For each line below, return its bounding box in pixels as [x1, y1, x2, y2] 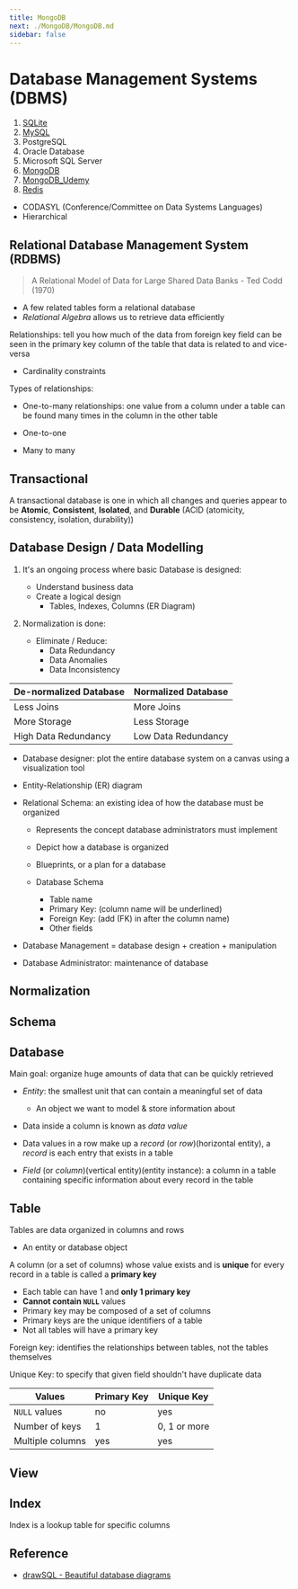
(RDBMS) [9, 251, 61, 266]
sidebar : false [9, 30, 66, 39]
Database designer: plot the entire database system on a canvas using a [22, 753, 290, 763]
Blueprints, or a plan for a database [35, 859, 166, 870]
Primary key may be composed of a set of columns [22, 1306, 211, 1317]
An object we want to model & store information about [35, 1103, 236, 1114]
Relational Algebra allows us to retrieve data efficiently [22, 312, 225, 323]
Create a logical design [35, 591, 121, 602]
